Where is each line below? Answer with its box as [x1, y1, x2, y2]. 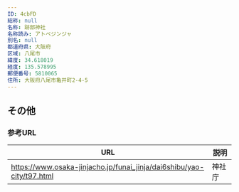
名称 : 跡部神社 [7, 23, 46, 31]
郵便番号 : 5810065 [7, 70, 58, 77]
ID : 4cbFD [7, 10, 37, 18]
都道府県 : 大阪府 [7, 43, 51, 50]
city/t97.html [11, 171, 54, 181]
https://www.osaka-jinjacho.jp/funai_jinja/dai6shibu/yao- [11, 162, 205, 172]
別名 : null [7, 37, 38, 44]
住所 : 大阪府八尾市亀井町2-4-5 [7, 76, 88, 84]
